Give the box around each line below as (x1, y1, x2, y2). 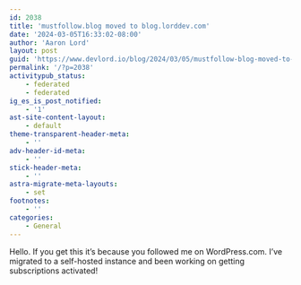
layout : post (9, 47, 58, 56)
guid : (9, 55, 30, 64)
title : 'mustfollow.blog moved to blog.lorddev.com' (9, 22, 211, 30)
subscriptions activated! (9, 265, 99, 276)
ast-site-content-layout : (9, 113, 106, 122)
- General (25, 221, 63, 230)
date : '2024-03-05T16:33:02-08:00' (9, 30, 142, 39)
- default (25, 122, 63, 131)
